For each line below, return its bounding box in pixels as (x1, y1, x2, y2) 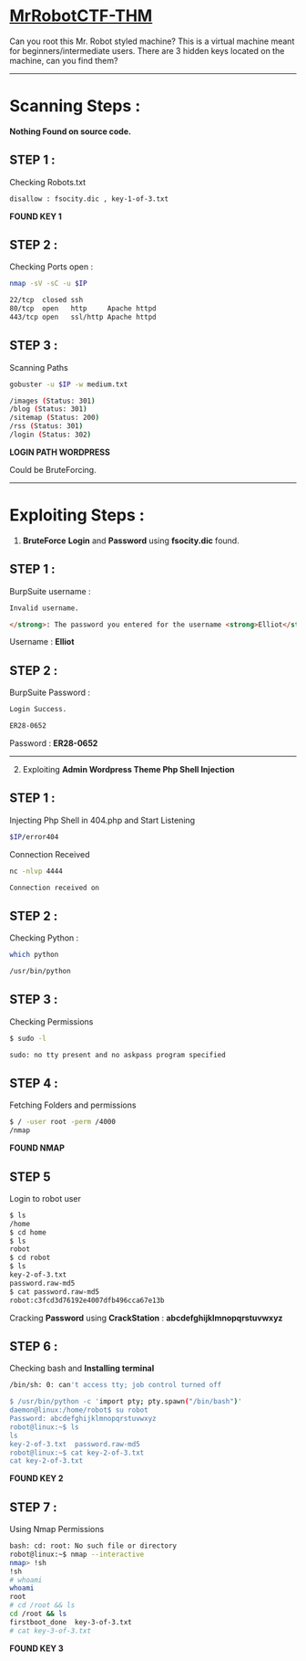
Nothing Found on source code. (9, 125, 132, 137)
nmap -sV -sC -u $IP (9, 279, 88, 289)
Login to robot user (9, 1193, 82, 1204)
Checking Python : (9, 932, 79, 943)
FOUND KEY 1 (9, 211, 62, 222)
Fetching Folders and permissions (9, 1099, 137, 1110)
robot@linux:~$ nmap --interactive (9, 1550, 145, 1559)
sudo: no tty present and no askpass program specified (9, 1050, 226, 1059)
